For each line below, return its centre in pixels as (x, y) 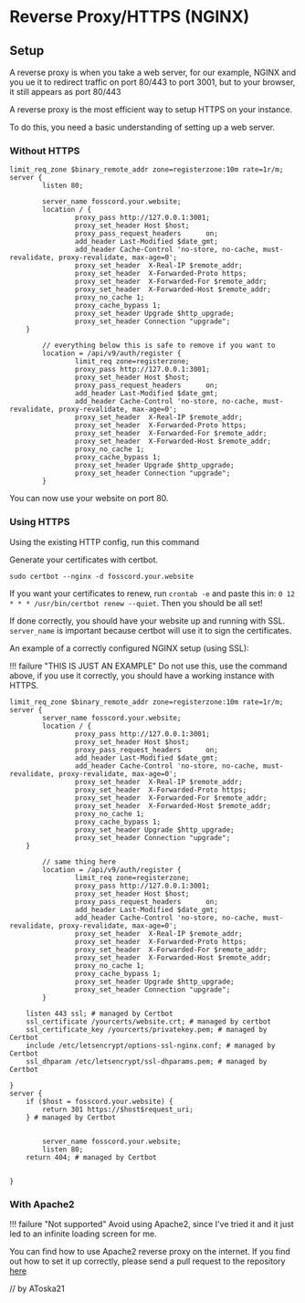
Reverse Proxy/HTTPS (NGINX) (130, 17)
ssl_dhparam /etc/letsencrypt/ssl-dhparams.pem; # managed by (147, 1061)
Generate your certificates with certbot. (84, 560)
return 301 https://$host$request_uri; (118, 1109)
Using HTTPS (40, 522)
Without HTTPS (45, 151)
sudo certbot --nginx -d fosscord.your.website (102, 576)
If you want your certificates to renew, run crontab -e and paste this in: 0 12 (152, 593)
